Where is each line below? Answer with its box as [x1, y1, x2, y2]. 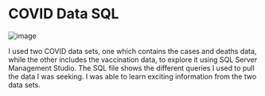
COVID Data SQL [8, 5, 119, 23]
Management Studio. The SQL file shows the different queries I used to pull [8, 63, 255, 72]
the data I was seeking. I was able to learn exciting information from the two [8, 71, 257, 81]
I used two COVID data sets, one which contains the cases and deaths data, [8, 46, 257, 56]
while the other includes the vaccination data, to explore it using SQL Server [8, 55, 257, 64]
